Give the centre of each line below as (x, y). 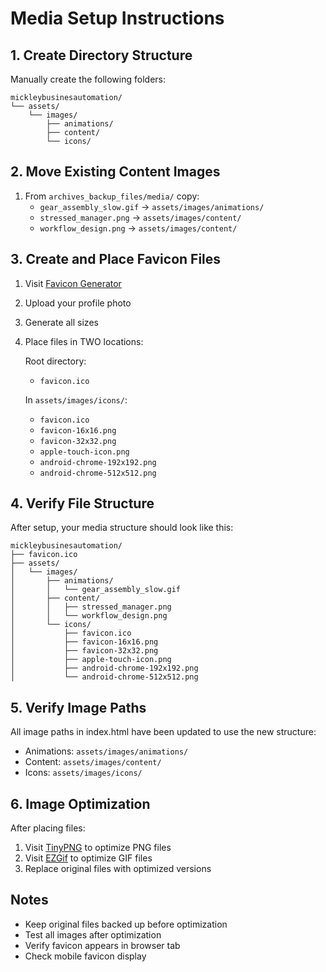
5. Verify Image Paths (78, 707)
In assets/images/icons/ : (76, 399)
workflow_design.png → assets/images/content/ (138, 228)
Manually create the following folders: (88, 79)
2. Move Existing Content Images (115, 172)
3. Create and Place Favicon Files (116, 259)
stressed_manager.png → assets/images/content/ (140, 217)
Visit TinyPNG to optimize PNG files (98, 848)
